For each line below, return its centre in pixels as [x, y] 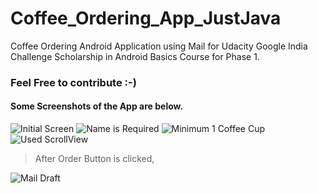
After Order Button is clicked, [94, 159]
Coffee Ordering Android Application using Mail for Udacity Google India [159, 46]
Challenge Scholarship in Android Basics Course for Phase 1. [135, 56]
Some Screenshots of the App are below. [97, 106]
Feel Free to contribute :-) [73, 82]
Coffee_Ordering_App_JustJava [146, 18]
